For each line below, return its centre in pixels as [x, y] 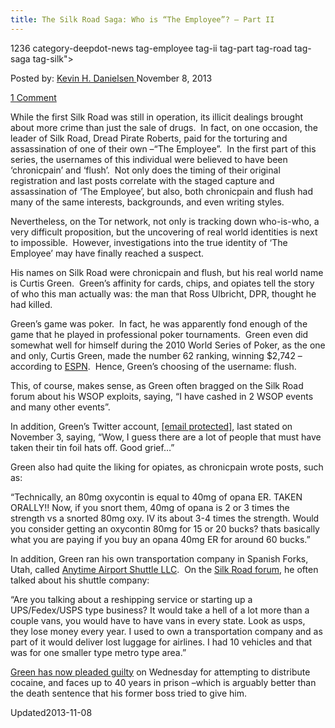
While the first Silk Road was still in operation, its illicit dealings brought [157, 117]
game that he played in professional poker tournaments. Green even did [159, 334]
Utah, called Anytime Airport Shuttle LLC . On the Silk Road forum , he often [164, 569]
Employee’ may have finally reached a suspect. [107, 253]
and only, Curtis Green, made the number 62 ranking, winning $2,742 [153, 355]
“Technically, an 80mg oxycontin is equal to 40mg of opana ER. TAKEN [156, 497]
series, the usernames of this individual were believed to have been [149, 159]
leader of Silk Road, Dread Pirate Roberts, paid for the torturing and [149, 138]
